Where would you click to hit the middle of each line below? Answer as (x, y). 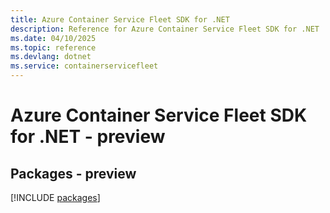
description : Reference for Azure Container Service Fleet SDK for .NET (165, 29)
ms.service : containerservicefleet (84, 66)
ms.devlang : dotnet (51, 57)
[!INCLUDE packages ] (55, 197)
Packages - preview (73, 173)
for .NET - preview (88, 137)
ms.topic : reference (53, 47)
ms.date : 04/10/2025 (53, 38)
